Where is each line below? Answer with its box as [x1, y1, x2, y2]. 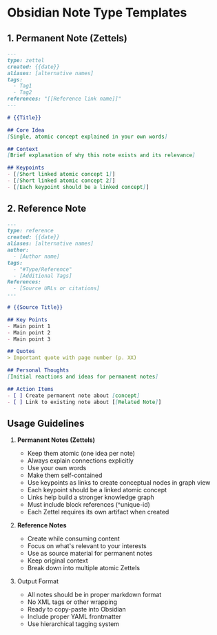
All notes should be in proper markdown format [27, 591, 162, 599]
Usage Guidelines [7, 417, 85, 429]
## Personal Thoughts [7, 367, 70, 374]
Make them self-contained [27, 471, 103, 480]
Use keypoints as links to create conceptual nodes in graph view [27, 478, 211, 487]
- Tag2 [13, 89, 32, 96]
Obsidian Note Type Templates [7, 5, 187, 21]
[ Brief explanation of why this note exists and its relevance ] [7, 152, 196, 159]
